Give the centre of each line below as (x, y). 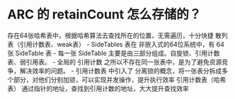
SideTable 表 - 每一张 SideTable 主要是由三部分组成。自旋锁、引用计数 (118, 53)
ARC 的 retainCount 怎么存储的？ (104, 14)
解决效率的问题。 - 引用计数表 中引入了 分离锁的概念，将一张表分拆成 (121, 71)
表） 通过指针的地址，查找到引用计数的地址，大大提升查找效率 (98, 88)
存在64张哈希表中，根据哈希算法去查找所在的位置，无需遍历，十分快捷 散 (114, 35)
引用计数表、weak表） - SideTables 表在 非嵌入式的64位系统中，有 (117, 44)
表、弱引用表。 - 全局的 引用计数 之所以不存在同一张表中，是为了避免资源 (115, 62)
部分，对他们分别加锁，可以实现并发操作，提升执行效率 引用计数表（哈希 (120, 79)
